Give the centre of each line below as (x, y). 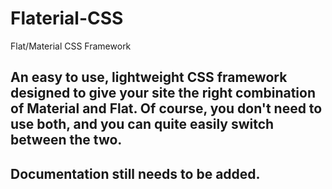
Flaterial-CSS (67, 18)
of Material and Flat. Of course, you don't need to (166, 108)
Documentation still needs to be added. (135, 173)
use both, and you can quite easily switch (142, 124)
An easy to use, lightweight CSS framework (149, 77)
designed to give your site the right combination (163, 93)
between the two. (66, 140)
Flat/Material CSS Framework (71, 46)
